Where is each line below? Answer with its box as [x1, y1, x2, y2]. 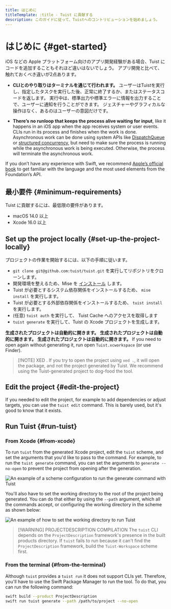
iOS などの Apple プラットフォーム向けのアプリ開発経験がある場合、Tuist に [5, 58, 165, 64]
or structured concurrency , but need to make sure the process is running [12, 140, 166, 146]
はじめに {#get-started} [5, 40, 107, 52]
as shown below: [5, 507, 41, 513]
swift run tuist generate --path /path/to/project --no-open [5, 598, 138, 604]
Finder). [5, 347, 22, 353]
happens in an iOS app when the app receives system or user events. [12, 123, 159, 129]
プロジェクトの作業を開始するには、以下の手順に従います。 [5, 256, 130, 263]
